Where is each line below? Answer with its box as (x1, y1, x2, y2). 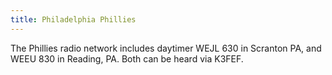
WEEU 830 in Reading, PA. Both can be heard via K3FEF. (10, 52, 244, 65)
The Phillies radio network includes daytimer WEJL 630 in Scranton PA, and (10, 42, 322, 54)
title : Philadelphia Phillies (10, 14, 137, 25)
